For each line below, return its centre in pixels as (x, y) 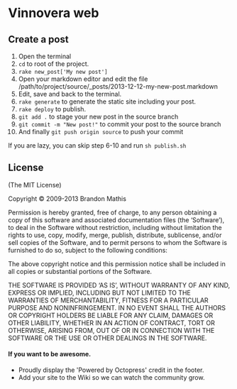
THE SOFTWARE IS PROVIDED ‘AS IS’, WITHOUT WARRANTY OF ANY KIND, (119, 285)
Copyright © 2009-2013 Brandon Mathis (67, 198)
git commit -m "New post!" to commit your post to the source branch (120, 124)
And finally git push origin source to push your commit (101, 132)
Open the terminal (45, 56)
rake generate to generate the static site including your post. (107, 102)
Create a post (39, 39)
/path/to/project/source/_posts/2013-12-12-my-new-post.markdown (118, 86)
